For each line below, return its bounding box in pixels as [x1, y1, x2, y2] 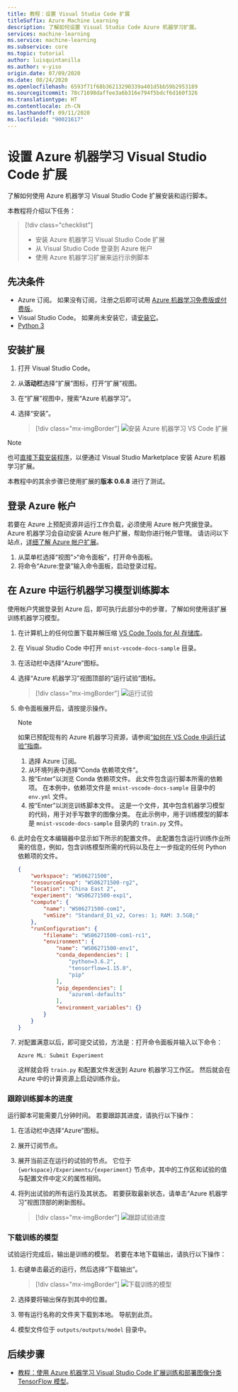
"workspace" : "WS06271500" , [30, 872, 113, 880]
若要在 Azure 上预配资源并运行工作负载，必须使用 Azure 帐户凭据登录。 [7, 520, 217, 529]
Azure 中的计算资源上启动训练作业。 [17, 1074, 124, 1083]
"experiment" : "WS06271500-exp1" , [30, 892, 132, 900]
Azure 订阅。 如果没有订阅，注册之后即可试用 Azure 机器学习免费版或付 [17, 296, 227, 304]
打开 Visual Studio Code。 [17, 364, 94, 372]
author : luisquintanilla [7, 57, 81, 64]
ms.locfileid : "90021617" [7, 116, 84, 123]
